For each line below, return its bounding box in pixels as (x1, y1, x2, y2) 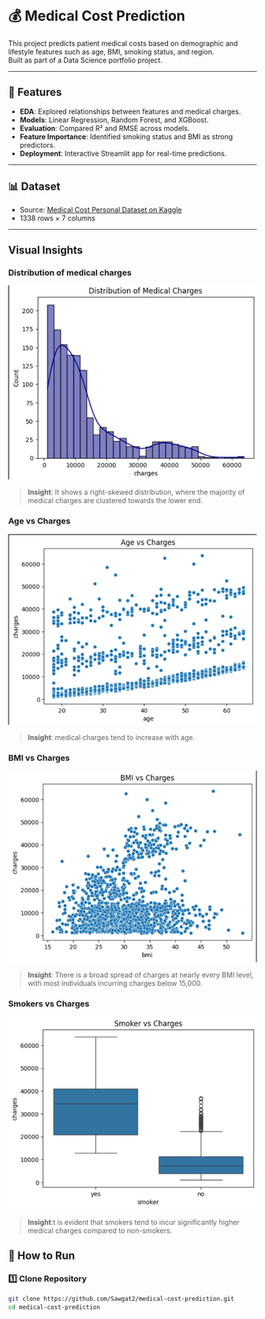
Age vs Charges (8, 516, 71, 527)
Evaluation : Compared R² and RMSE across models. (19, 123, 190, 133)
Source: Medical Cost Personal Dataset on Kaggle (19, 205, 182, 214)
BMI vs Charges (8, 753, 70, 764)
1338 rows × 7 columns (19, 213, 96, 223)
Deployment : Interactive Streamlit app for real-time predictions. (19, 148, 227, 158)
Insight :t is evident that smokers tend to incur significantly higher (27, 1218, 241, 1227)
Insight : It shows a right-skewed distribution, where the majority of (27, 487, 245, 497)
